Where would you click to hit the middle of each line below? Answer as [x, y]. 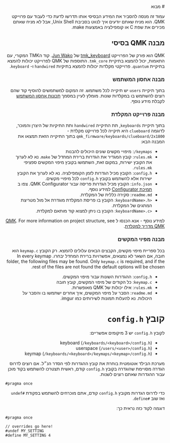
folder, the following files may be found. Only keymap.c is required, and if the [86, 261]
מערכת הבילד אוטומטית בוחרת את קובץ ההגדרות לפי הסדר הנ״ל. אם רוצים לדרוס [87, 363]
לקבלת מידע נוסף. [147, 101]
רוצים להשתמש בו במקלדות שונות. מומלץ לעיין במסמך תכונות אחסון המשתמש [90, 96]
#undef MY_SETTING [25, 431]
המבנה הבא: [153, 142]
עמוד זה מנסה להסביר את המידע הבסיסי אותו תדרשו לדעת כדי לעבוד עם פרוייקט [88, 16]
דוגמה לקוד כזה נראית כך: [140, 408]
